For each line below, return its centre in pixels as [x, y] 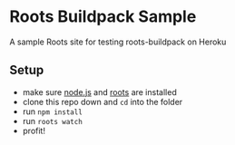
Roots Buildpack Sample [103, 17]
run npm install [53, 111]
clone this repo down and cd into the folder [103, 101]
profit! [34, 130]
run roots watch [53, 121]
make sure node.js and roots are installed [99, 92]
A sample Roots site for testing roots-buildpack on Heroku [118, 42]
